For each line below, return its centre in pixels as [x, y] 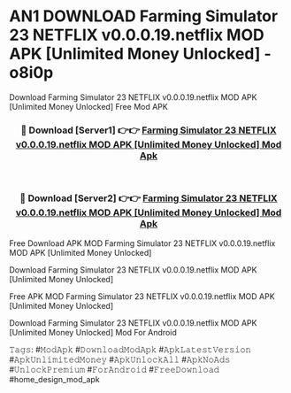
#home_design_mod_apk [54, 379]
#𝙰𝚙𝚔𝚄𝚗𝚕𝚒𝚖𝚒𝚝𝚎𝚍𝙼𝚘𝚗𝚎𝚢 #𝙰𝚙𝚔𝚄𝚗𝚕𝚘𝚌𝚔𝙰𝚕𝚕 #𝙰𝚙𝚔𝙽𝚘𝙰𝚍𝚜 [120, 359]
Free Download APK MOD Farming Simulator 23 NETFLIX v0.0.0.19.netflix [142, 243]
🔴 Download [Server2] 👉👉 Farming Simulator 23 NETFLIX [149, 198]
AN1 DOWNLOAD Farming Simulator [144, 16]
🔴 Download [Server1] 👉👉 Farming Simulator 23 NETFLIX [149, 130]
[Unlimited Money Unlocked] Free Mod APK [88, 106]
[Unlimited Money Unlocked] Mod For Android [93, 332]
